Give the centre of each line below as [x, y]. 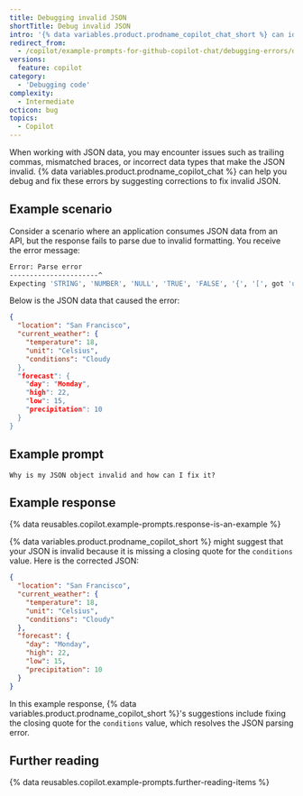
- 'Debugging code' [54, 85]
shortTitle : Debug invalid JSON [70, 26]
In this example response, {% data [73, 703]
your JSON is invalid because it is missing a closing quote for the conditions [151, 552]
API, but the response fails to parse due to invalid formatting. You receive [145, 241]
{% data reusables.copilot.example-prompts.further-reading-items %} [140, 782]
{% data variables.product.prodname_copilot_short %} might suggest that [147, 542]
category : [28, 77]
